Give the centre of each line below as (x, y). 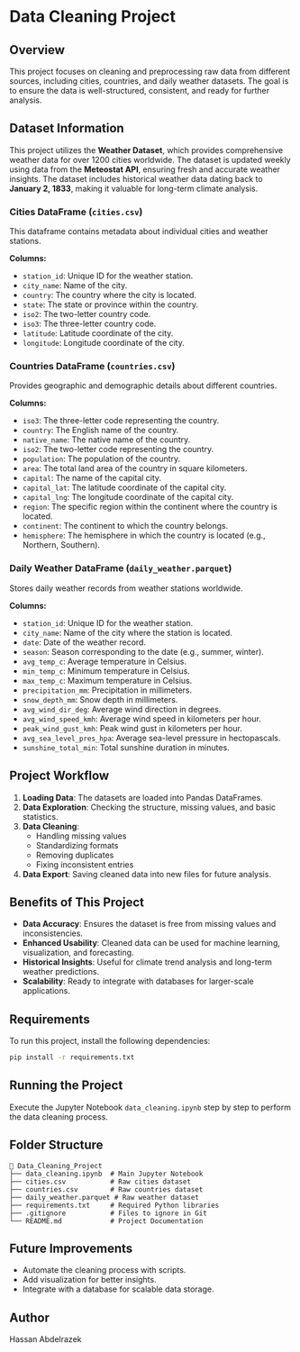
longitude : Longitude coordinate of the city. (103, 343)
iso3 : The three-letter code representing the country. (121, 421)
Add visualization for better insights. (89, 1280)
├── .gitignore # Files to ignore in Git (108, 1213)
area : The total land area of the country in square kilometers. (135, 468)
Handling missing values (81, 836)
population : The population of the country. (101, 459)
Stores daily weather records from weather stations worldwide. (126, 588)
